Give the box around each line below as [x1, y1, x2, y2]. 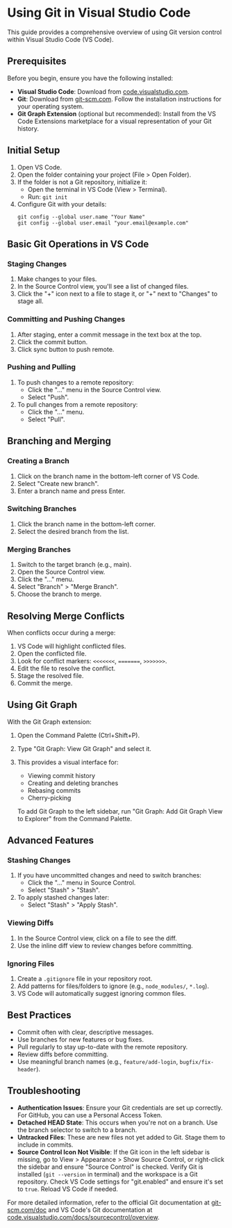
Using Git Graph [7, 699, 78, 711]
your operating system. [17, 102, 84, 111]
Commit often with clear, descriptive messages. [17, 1028, 154, 1036]
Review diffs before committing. [17, 1050, 109, 1058]
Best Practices [7, 1010, 72, 1021]
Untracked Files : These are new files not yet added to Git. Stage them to [17, 1133, 226, 1141]
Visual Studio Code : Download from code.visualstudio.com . [17, 87, 190, 95]
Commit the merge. [17, 679, 73, 687]
